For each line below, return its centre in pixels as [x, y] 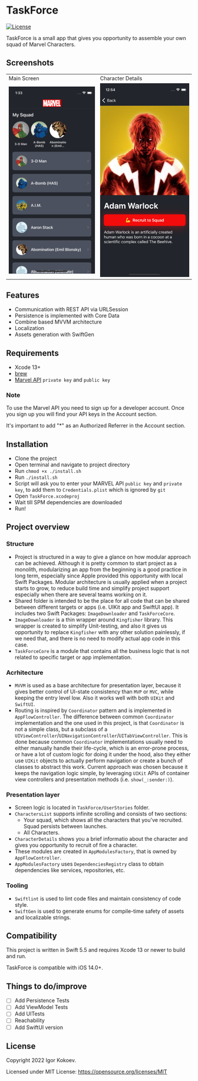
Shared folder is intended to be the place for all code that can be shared [102, 600]
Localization [29, 328]
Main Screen [24, 78]
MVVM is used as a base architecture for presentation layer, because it [98, 685]
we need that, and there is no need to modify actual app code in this [98, 638]
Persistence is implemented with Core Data [67, 316]
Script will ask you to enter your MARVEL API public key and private [98, 484]
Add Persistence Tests [42, 1001]
